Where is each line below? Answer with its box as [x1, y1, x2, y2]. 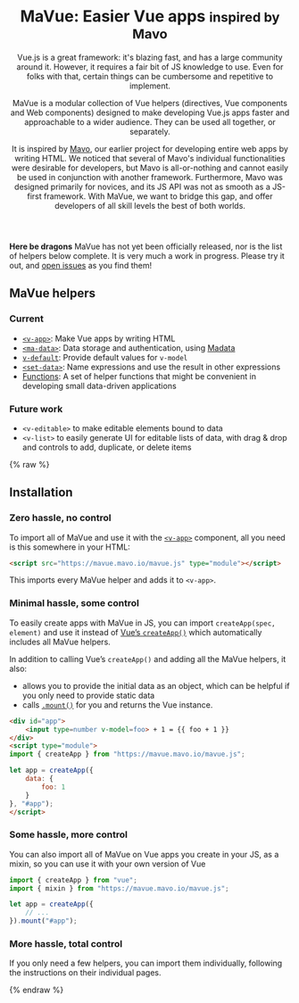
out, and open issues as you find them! [9, 260, 153, 270]
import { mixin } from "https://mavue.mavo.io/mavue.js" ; [9, 883, 229, 893]
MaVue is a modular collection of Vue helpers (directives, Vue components [12, 97, 288, 108]
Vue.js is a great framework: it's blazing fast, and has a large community [17, 52, 283, 62]
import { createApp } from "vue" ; [9, 875, 138, 884]
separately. [129, 126, 171, 137]
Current [9, 312, 45, 325]
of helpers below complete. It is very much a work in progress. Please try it [9, 250, 286, 261]
